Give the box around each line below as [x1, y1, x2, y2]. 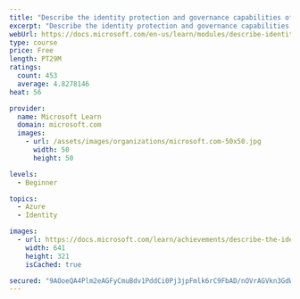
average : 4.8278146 [17, 79, 90, 88]
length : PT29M [9, 54, 62, 63]
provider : [9, 104, 46, 112]
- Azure [17, 203, 46, 212]
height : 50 [32, 154, 74, 162]
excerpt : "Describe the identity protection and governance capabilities [9, 21, 290, 30]
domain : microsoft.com [17, 120, 102, 129]
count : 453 [17, 71, 58, 80]
